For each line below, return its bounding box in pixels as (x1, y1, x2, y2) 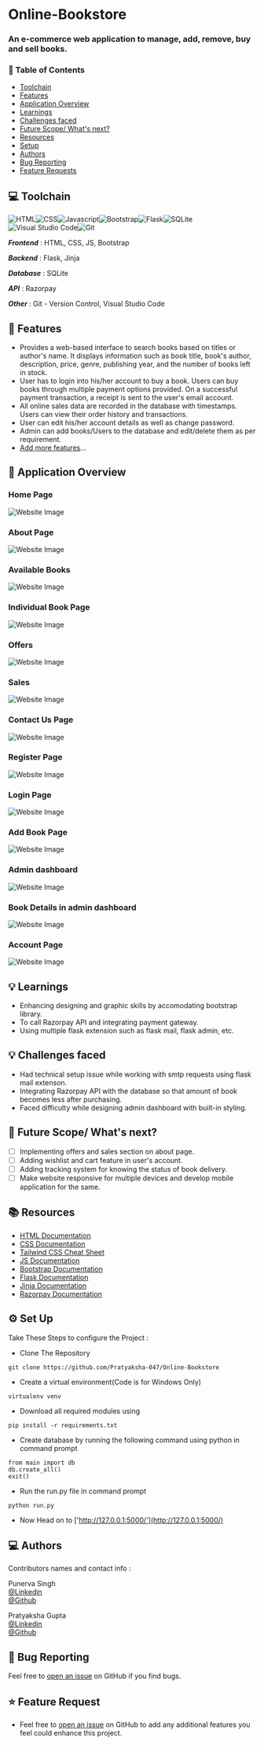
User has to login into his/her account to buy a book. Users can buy (19, 376, 239, 386)
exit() (8, 1472, 30, 1480)
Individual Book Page (8, 602, 90, 613)
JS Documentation (19, 1256, 80, 1265)
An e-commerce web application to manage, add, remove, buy (8, 34, 251, 45)
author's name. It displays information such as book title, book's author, (19, 352, 251, 361)
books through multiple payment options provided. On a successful (19, 385, 238, 394)
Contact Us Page (8, 714, 74, 725)
